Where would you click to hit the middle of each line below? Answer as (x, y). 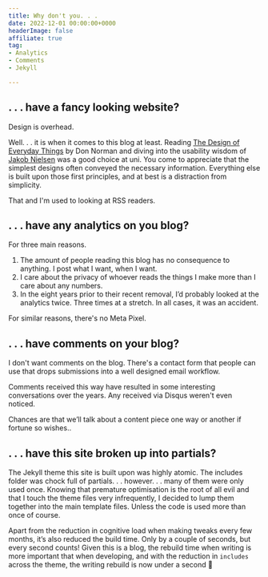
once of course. (34, 515)
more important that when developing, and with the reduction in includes (129, 556)
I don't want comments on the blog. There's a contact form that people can (132, 363)
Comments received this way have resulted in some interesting (112, 387)
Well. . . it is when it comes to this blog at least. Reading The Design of (124, 142)
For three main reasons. (47, 244)
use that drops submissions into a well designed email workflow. (114, 371)
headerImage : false (41, 30)
